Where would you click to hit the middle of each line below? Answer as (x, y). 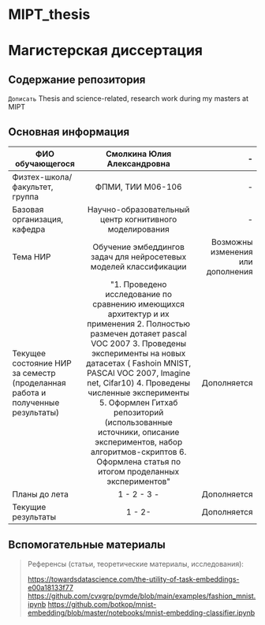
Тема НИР (32, 257)
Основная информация (69, 132)
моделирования (138, 229)
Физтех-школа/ (42, 177)
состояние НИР (42, 363)
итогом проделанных (139, 472)
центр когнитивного (138, 219)
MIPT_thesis (49, 15)
